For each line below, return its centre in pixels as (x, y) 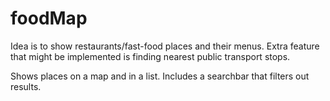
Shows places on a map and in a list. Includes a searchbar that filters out (160, 76)
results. (26, 86)
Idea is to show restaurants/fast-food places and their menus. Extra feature (165, 46)
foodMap (49, 18)
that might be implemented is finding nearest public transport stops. (150, 56)
